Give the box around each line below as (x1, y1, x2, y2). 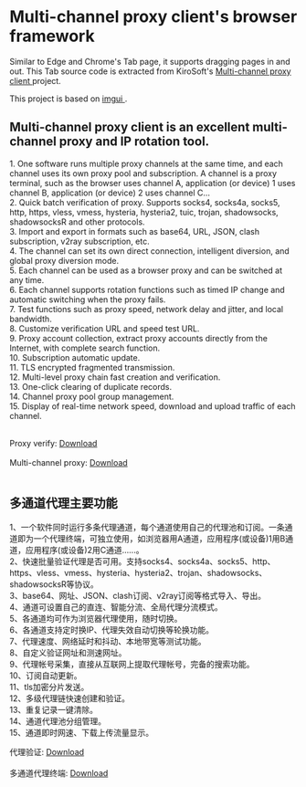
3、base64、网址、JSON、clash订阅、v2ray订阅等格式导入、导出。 (9, 590, 267, 601)
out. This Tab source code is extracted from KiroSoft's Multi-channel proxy (9, 66, 291, 77)
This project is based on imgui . (9, 93, 128, 104)
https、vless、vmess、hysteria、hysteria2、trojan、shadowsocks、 (9, 567, 268, 578)
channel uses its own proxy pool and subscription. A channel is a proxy (9, 167, 277, 179)
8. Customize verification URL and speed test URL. (9, 322, 200, 334)
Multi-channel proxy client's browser (9, 6, 298, 27)
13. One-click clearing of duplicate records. (9, 381, 172, 392)
